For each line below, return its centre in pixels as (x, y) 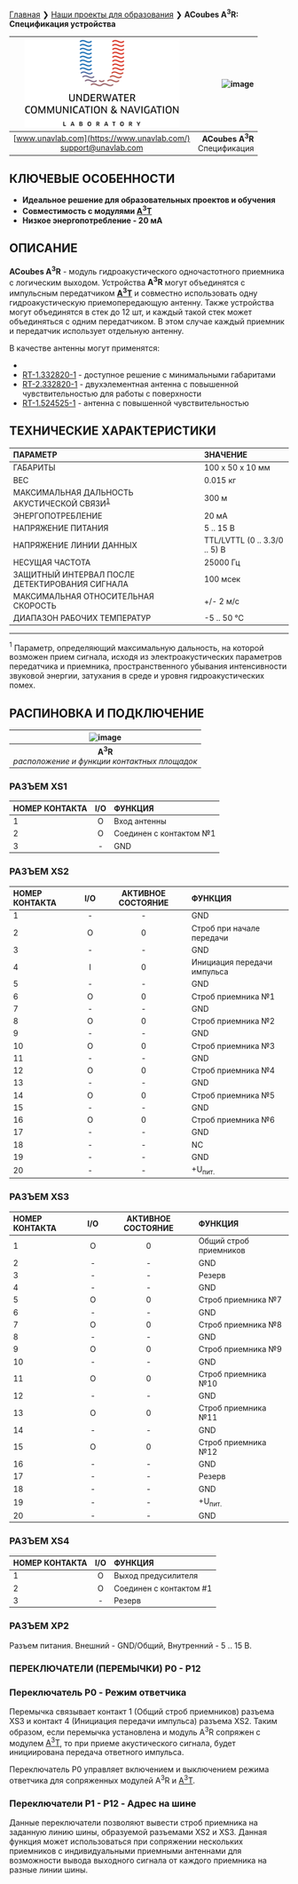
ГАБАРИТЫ (34, 468)
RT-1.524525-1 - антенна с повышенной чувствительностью (136, 402)
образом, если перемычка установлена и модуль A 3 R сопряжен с (135, 1731)
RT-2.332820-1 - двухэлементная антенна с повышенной (130, 384)
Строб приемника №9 (240, 1349)
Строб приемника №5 (233, 1095)
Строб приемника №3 (233, 1045)
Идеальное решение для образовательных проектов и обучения (149, 200)
